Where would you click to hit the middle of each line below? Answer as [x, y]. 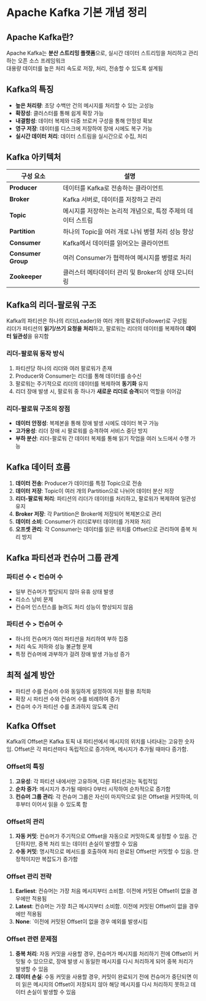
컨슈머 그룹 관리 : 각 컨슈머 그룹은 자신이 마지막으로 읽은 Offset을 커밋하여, [103, 796]
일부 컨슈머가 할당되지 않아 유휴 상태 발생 [64, 592]
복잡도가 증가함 [60, 859]
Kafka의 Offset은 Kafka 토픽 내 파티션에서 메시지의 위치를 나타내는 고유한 [95, 742]
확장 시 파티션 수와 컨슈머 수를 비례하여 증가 [68, 699]
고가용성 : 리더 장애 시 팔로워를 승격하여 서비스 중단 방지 [82, 431]
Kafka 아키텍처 [34, 157]
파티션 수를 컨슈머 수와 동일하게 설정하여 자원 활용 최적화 [83, 691]
